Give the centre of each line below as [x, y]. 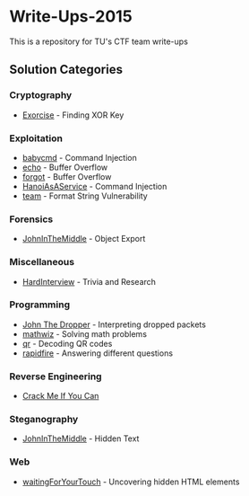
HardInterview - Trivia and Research [89, 281]
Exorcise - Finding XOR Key [73, 115]
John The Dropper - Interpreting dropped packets [114, 324]
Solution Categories [66, 70]
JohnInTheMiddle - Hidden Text [81, 438]
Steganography [44, 420]
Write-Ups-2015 [71, 17]
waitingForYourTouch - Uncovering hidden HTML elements [131, 482]
